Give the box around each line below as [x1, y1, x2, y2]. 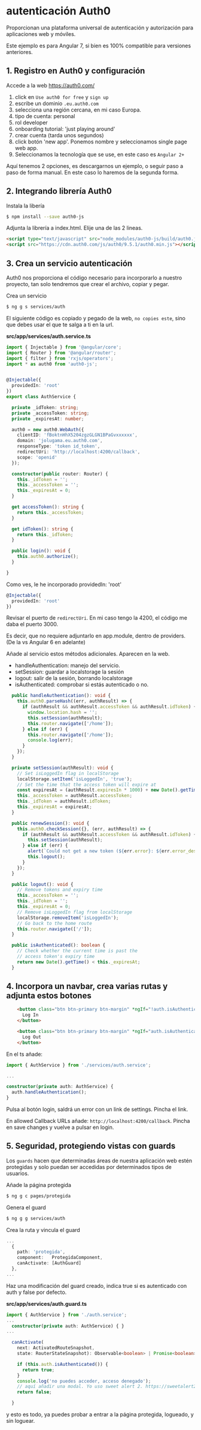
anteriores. [6, 48, 33, 55]
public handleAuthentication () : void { [11, 693, 111, 699]
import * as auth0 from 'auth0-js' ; [6, 361, 98, 367]
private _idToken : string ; [11, 404, 79, 410]
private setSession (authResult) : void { [11, 765, 114, 771]
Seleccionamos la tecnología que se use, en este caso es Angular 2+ [14, 151, 184, 158]
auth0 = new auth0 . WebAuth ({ [11, 426, 84, 432]
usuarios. [6, 1170, 29, 1177]
